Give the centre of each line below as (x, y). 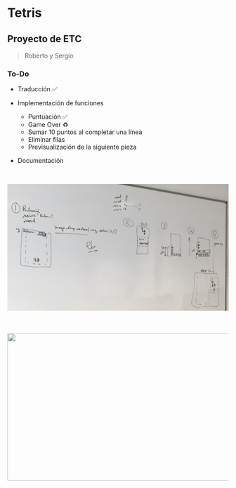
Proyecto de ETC (45, 39)
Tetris (25, 13)
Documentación (40, 161)
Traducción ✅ (37, 89)
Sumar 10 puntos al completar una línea (85, 132)
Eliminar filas (46, 140)
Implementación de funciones (60, 103)
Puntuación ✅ (48, 117)
